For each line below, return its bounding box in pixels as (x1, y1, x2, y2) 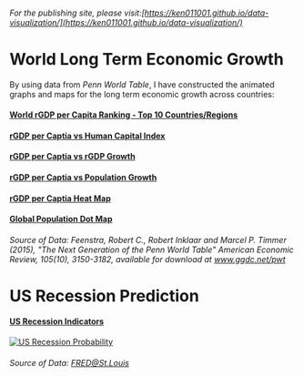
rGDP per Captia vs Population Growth (9, 171, 157, 182)
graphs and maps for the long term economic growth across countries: (9, 88, 275, 99)
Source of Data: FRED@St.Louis (9, 357, 130, 368)
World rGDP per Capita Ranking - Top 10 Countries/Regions (9, 109, 238, 120)
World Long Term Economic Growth (9, 48, 284, 69)
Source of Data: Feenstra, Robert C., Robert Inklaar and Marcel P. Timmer (9, 234, 287, 245)
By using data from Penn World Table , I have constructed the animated (9, 78, 275, 90)
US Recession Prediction (9, 285, 200, 306)
